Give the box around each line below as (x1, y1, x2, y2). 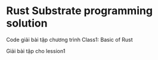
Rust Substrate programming (6, 4, 153, 18)
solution (6, 16, 48, 30)
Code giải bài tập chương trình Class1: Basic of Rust (6, 36, 133, 43)
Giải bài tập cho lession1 (6, 47, 66, 54)
